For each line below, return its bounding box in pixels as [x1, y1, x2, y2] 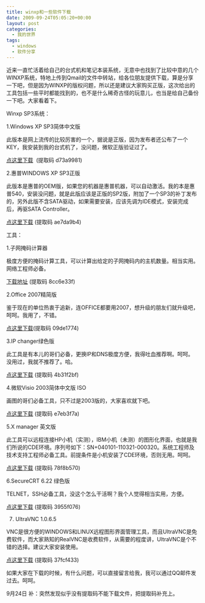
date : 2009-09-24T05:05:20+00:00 [6, 15, 92, 21]
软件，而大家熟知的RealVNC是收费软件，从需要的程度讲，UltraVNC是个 [11, 535, 192, 543]
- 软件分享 [12, 49, 36, 55]
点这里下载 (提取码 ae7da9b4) [6, 218, 82, 225]
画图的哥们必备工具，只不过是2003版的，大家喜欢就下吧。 [6, 397, 154, 404]
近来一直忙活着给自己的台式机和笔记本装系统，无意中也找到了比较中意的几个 [6, 66, 199, 73]
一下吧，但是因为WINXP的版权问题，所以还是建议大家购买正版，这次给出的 [6, 81, 195, 89]
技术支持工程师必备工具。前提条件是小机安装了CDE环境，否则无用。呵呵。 [6, 451, 194, 458]
